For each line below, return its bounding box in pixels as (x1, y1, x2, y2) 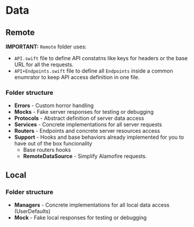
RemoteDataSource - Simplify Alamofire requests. (23, 153, 147, 160)
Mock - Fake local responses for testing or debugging (14, 214, 147, 221)
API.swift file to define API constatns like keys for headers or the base (14, 55, 188, 61)
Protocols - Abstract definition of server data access (14, 114, 144, 122)
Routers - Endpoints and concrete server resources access (14, 128, 160, 135)
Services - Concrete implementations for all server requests (14, 121, 162, 128)
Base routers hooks (23, 147, 71, 154)
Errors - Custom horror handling (14, 102, 94, 109)
